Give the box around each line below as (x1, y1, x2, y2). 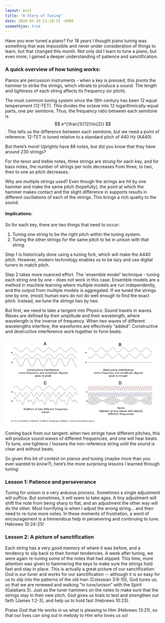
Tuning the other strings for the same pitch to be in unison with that (12, 237, 149, 242)
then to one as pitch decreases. (5, 169, 69, 175)
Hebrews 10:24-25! (5, 521, 44, 527)
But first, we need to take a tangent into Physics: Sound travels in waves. (5, 307, 153, 313)
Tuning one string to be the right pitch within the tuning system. (12, 231, 141, 237)
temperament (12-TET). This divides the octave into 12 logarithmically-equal (5, 102, 159, 108)
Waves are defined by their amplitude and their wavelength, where (5, 312, 140, 319)
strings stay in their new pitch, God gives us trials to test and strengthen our (5, 592, 159, 598)
